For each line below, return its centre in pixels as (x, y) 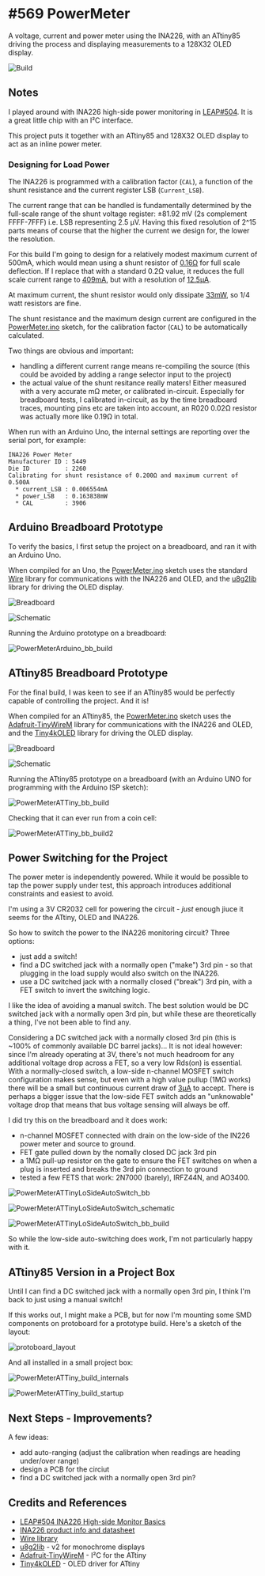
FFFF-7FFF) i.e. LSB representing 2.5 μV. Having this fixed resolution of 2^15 (132, 222)
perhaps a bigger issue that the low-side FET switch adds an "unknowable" (131, 1097)
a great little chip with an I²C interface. (71, 120)
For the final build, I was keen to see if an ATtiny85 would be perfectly (122, 692)
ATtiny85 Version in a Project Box (92, 1272)
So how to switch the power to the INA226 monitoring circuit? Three (119, 933)
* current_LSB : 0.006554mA (62, 490)
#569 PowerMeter (69, 14)
